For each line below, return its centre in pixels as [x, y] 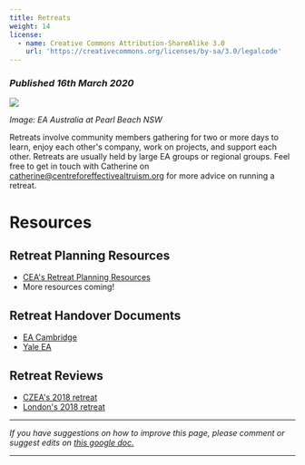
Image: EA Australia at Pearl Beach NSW [86, 120]
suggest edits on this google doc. [72, 443]
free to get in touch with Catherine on [79, 166]
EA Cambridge [49, 337]
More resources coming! [69, 287]
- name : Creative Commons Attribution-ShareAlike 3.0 [121, 43]
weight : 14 [30, 26]
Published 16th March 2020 [72, 83]
